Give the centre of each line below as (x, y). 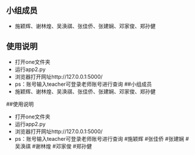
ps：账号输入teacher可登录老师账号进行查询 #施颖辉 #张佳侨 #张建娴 (99, 138)
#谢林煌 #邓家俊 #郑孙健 (62, 146)
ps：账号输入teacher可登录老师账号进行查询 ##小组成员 (83, 84)
